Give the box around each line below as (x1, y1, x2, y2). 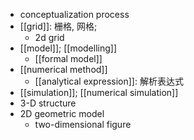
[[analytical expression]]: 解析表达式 (34, 75, 184, 87)
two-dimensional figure (34, 119, 132, 130)
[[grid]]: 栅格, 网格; (19, 20, 98, 32)
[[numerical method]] (19, 64, 108, 75)
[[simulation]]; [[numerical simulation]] (19, 87, 179, 98)
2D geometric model (19, 108, 105, 119)
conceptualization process (19, 9, 130, 20)
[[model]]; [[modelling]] (19, 42, 118, 54)
